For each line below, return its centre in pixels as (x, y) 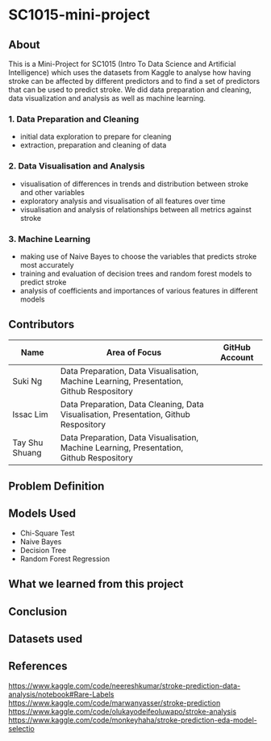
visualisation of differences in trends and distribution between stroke (134, 184)
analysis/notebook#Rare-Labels (61, 694)
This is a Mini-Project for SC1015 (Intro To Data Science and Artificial (122, 64)
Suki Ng (27, 381)
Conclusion (38, 612)
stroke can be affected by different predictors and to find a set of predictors (134, 81)
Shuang (27, 452)
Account (237, 357)
